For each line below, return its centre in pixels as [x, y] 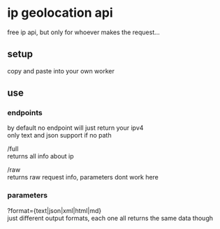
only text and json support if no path [59, 135]
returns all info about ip [41, 156]
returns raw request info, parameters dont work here [83, 177]
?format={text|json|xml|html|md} [54, 210]
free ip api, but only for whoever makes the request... [84, 32]
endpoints [25, 113]
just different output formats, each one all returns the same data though [110, 218]
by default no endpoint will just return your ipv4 [75, 128]
